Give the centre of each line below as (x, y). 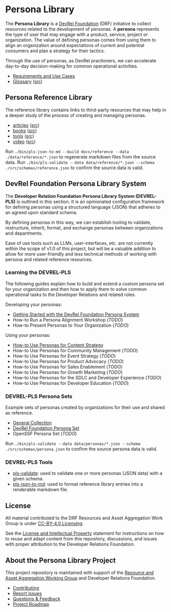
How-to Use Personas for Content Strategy (58, 345)
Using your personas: (28, 335)
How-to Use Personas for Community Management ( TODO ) (75, 350)
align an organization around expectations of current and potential (75, 45)
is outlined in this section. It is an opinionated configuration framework (91, 201)
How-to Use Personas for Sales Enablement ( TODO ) (67, 367)
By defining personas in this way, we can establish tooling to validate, (78, 222)
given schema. (28, 479)
